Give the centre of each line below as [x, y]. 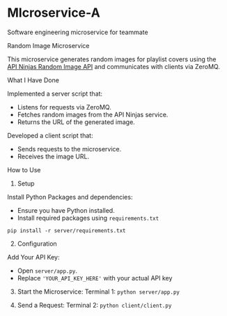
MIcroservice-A [54, 13]
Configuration [37, 243]
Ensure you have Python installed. [66, 210]
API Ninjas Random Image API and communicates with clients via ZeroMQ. [114, 66]
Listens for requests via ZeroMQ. [64, 107]
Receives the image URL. [53, 156]
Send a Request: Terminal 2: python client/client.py [94, 305]
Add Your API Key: [33, 257]
